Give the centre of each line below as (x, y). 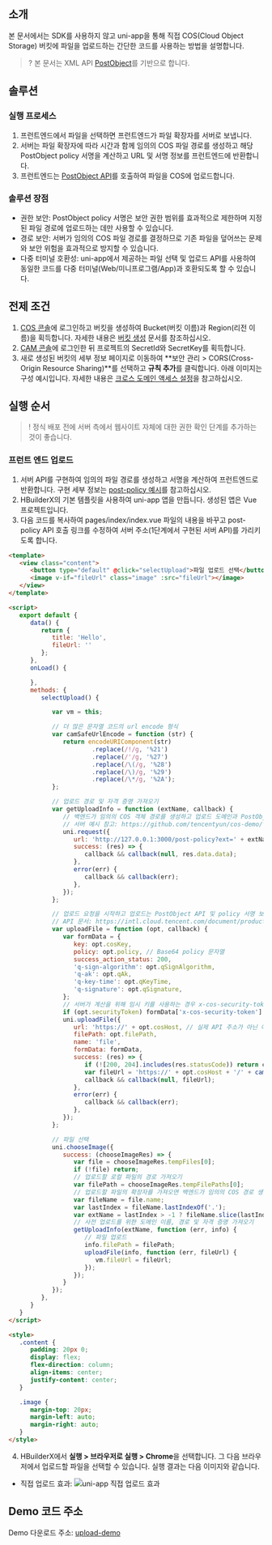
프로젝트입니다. (44, 509)
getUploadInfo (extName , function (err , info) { (155, 1230)
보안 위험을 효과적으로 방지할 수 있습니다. (94, 248)
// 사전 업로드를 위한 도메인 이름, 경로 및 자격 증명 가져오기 (164, 1222)
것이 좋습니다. (50, 437)
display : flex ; (55, 1358)
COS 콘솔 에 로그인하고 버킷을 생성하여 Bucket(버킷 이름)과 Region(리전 (134, 327)
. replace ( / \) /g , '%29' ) (132, 772)
